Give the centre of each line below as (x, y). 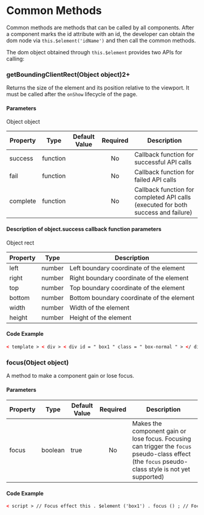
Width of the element (100, 307)
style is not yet (169, 469)
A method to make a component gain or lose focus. (70, 376)
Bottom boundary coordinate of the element (132, 297)
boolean (53, 450)
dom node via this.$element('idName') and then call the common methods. (101, 40)
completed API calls (163, 197)
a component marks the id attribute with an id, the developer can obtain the (101, 34)
